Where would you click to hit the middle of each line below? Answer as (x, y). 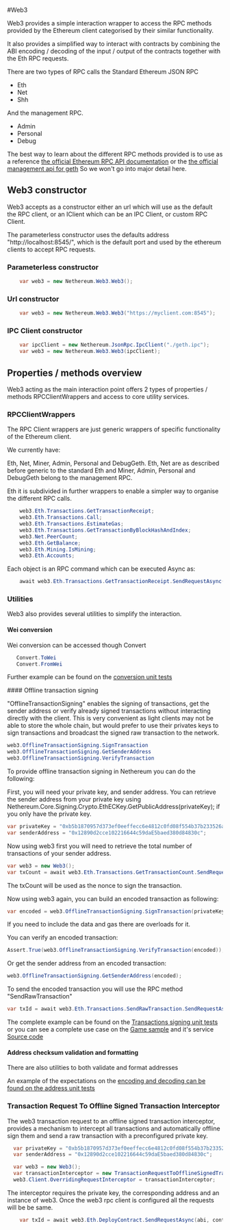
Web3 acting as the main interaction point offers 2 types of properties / (107, 389)
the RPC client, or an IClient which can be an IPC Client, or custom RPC (107, 214)
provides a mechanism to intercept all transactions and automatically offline (114, 1128)
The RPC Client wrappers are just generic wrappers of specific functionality (114, 429)
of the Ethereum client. (39, 437)
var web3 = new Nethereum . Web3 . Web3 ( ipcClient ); (90, 352)
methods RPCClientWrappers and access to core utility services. (98, 397)
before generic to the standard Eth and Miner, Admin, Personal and (101, 470)
